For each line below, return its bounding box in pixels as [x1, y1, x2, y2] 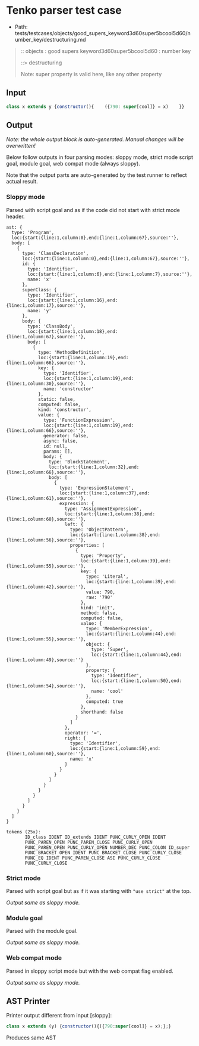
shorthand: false [80, 709, 124, 715]
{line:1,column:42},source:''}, [6, 584, 86, 590]
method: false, [80, 610, 118, 616]
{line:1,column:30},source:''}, [6, 381, 86, 387]
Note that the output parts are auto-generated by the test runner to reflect [6, 172, 187, 179]
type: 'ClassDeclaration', [21, 250, 89, 256]
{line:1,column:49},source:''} [6, 656, 84, 663]
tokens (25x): [6, 829, 42, 835]
